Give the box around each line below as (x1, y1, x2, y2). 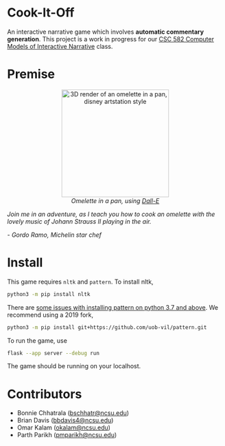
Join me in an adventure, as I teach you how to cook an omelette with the (7, 210, 215, 218)
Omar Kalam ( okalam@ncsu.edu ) (16, 423, 111, 432)
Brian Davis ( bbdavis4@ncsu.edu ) (16, 416, 114, 425)
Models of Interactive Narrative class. (7, 42, 113, 50)
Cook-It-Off (7, 5, 75, 21)
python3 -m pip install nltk (7, 290, 91, 297)
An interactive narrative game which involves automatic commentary (7, 28, 204, 36)
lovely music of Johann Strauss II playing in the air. (7, 217, 152, 225)
